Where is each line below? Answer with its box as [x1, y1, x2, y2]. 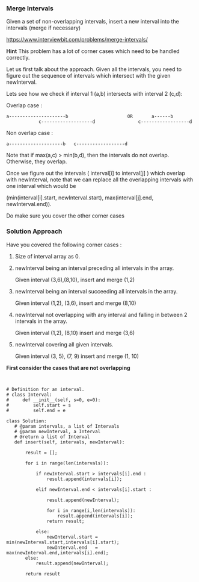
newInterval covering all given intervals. [14, 340, 114, 348]
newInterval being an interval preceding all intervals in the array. [14, 264, 174, 272]
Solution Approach [6, 227, 63, 236]
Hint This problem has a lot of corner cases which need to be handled [6, 48, 180, 55]
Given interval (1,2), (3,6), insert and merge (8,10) [14, 299, 136, 307]
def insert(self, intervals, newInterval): [14, 439, 125, 445]
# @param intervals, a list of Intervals [14, 423, 120, 429]
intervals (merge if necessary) [6, 24, 81, 31]
